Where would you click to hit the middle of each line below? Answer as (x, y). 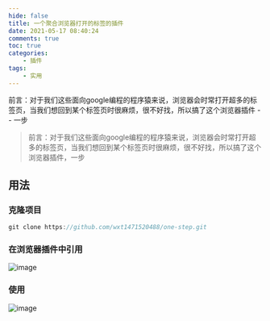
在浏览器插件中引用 (46, 249)
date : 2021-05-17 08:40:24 (54, 31)
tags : (17, 69)
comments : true (34, 38)
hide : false (28, 16)
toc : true (25, 46)
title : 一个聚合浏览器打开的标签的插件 (66, 23)
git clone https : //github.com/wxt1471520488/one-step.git (108, 227)
